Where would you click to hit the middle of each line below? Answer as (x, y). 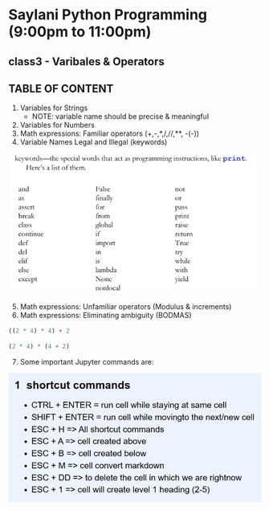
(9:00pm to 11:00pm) (80, 32)
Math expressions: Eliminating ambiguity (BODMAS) (106, 315)
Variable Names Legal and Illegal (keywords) (94, 142)
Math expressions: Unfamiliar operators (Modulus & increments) (126, 306)
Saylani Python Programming (108, 15)
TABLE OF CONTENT (61, 89)
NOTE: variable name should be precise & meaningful (120, 116)
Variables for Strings (54, 108)
